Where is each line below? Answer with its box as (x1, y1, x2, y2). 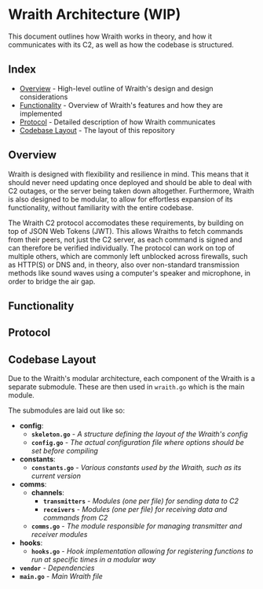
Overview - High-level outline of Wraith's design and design (19, 83, 214, 93)
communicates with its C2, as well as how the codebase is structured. (8, 39, 234, 49)
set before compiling (31, 446, 98, 456)
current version (31, 471, 81, 481)
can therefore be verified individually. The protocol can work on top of (8, 243, 236, 253)
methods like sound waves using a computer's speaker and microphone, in (8, 268, 251, 277)
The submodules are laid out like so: (8, 406, 126, 415)
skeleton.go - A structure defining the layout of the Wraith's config (31, 429, 248, 439)
